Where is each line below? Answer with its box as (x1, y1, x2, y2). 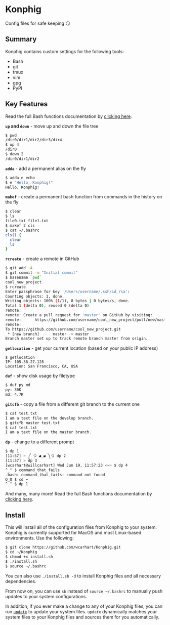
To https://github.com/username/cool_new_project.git (5, 326, 121, 332)
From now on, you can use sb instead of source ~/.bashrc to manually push (5, 588, 163, 594)
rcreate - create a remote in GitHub (5, 256, 79, 262)
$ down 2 (5, 152, 24, 157)
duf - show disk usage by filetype (5, 373, 75, 379)
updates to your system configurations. (5, 593, 88, 599)
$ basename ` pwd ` (5, 275, 42, 280)
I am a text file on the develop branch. (5, 415, 94, 421)
